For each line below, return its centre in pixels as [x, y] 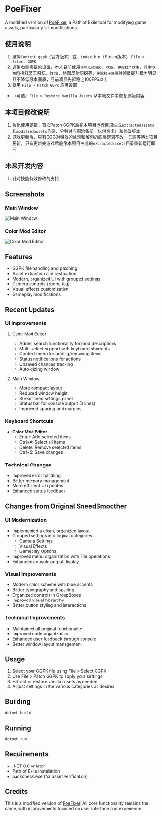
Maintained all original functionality [47, 628]
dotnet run [16, 739]
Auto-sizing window [39, 369]
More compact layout [40, 388]
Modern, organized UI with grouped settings [56, 279]
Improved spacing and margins [50, 408]
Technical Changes [28, 465]
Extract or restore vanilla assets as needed [55, 681]
